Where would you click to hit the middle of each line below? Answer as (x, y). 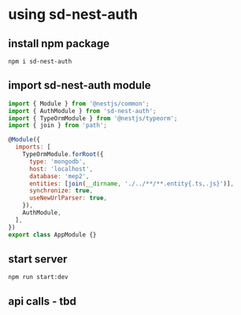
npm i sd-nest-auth (40, 61)
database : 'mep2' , (59, 176)
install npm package (59, 44)
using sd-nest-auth (73, 15)
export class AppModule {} (52, 234)
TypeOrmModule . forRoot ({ (63, 155)
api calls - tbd (42, 301)
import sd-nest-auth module (80, 85)
